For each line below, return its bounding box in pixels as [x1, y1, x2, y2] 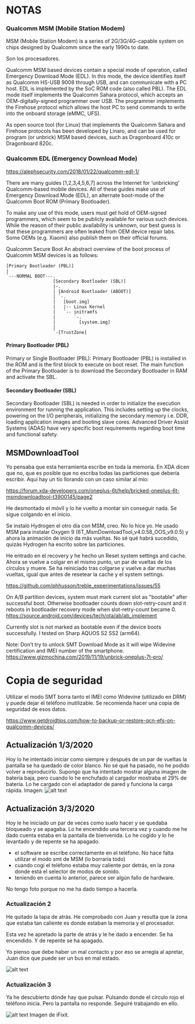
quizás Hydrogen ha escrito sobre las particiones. [6, 541, 126, 547]
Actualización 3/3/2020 [6, 804, 95, 813]
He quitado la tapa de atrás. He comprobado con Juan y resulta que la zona [6, 913, 188, 920]
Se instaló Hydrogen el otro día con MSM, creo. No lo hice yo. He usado [6, 522, 179, 529]
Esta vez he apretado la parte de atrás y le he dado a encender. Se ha [6, 930, 173, 937]
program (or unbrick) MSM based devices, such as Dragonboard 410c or [6, 134, 180, 141]
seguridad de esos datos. [6, 705, 67, 712]
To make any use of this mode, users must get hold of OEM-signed [6, 209, 167, 216]
